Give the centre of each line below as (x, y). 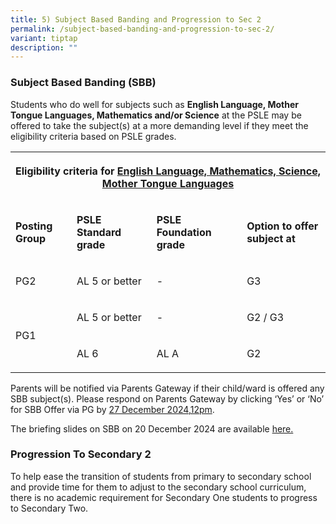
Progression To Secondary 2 (81, 454)
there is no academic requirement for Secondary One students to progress (164, 497)
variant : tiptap (44, 38)
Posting (34, 226)
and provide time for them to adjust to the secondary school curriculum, (158, 487)
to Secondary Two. (49, 508)
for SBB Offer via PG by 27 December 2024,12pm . (112, 409)
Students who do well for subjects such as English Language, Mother (154, 104)
